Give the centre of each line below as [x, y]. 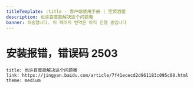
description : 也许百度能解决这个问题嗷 [50, 17]
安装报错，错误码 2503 [62, 53]
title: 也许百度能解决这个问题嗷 [42, 70]
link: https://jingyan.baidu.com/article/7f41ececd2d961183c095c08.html [97, 76]
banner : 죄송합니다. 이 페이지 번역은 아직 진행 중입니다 [66, 22]
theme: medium [24, 81]
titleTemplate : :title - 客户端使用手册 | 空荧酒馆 [66, 11]
